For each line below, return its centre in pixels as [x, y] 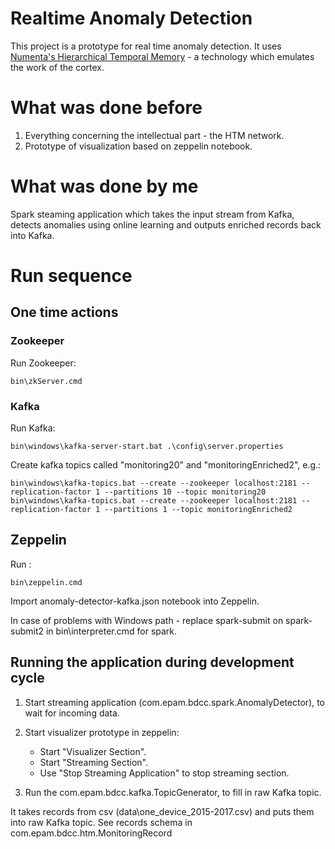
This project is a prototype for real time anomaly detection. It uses [146, 46]
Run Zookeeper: [43, 363]
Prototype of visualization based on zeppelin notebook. [138, 146]
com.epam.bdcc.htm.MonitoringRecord [91, 833]
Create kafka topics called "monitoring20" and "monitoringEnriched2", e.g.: [166, 464]
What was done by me [104, 186]
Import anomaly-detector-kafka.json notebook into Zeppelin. [135, 601]
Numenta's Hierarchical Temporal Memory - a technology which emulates [162, 56]
